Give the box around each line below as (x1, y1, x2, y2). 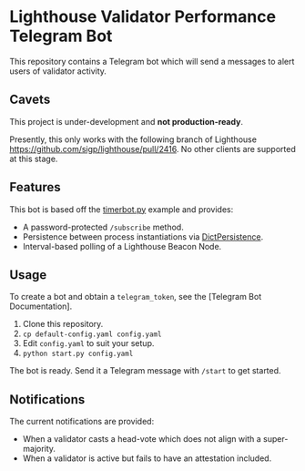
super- (262, 434, 289, 445)
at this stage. (9, 153, 58, 164)
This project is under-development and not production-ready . (9, 116, 244, 127)
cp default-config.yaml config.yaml (22, 330, 162, 339)
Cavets (9, 92, 51, 108)
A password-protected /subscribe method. (22, 221, 184, 232)
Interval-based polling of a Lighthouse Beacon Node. (22, 241, 222, 251)
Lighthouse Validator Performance (9, 6, 276, 27)
